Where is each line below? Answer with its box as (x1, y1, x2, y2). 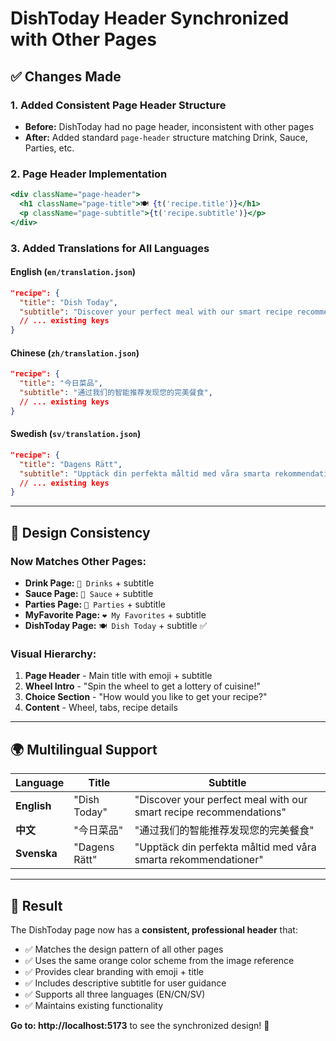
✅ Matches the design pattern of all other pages (24, 943, 224, 955)
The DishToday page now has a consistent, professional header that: (10, 923, 298, 936)
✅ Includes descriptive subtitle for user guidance (24, 977, 227, 989)
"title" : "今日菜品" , (19, 378, 103, 389)
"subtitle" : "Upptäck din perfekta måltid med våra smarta (19, 468, 271, 479)
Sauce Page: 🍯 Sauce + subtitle (24, 588, 154, 600)
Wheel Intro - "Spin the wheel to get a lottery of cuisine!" (24, 680, 261, 692)
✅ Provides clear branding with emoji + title (24, 965, 204, 977)
